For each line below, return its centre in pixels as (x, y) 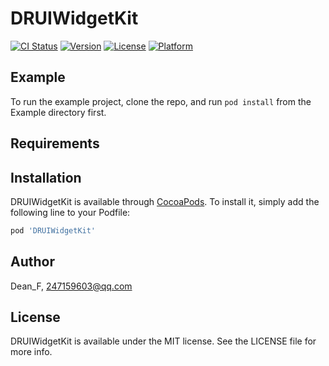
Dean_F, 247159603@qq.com (71, 286)
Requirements (55, 143)
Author (32, 262)
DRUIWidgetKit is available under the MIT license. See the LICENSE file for (163, 341)
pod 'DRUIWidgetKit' (53, 230)
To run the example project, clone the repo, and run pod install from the (161, 101)
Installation (46, 177)
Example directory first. (58, 112)
